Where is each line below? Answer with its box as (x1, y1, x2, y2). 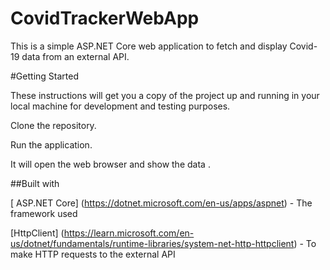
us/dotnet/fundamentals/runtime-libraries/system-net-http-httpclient (10, 237, 295, 249)
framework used (10, 207, 78, 219)
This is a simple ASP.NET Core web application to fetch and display (10, 40, 288, 52)
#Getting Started (10, 70, 79, 82)
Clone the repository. (10, 119, 97, 131)
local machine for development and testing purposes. (10, 100, 231, 112)
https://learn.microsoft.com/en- (63, 227, 195, 239)
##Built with (10, 177, 60, 189)
